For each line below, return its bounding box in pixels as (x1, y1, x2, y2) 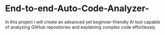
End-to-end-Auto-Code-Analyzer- (5, 3, 149, 14)
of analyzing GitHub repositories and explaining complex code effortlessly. (5, 24, 157, 30)
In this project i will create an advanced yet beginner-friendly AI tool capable (5, 19, 161, 25)
